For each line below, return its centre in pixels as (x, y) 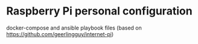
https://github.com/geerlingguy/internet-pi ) (60, 34)
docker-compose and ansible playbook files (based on (74, 28)
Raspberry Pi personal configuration (99, 11)
